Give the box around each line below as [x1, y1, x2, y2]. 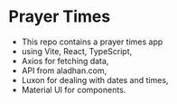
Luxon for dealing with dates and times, [21, 74, 169, 85]
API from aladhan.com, [21, 65, 107, 76]
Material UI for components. [21, 84, 126, 95]
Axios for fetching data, [21, 55, 109, 66]
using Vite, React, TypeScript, [21, 45, 133, 56]
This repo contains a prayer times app [21, 36, 163, 47]
